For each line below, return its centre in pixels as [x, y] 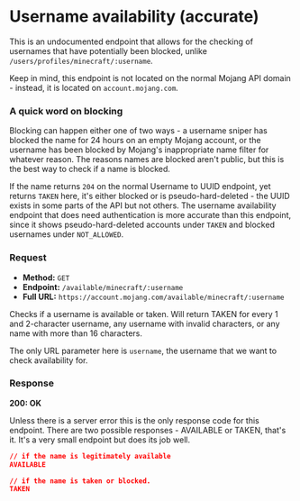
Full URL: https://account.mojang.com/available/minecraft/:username [154, 296]
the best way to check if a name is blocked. [90, 169]
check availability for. [49, 360]
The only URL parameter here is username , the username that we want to [143, 351]
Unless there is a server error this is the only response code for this [134, 420]
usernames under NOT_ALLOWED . [67, 234]
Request [28, 258]
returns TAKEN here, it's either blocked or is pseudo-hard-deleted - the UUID [150, 196]
